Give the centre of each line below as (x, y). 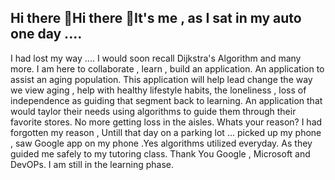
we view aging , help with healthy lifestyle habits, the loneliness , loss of (158, 90)
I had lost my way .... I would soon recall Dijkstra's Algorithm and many (156, 58)
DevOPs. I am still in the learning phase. (92, 164)
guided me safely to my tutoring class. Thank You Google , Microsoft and (160, 153)
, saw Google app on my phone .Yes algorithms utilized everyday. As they (161, 143)
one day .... (46, 34)
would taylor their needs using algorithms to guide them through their (153, 111)
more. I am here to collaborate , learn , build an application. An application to (167, 68)
